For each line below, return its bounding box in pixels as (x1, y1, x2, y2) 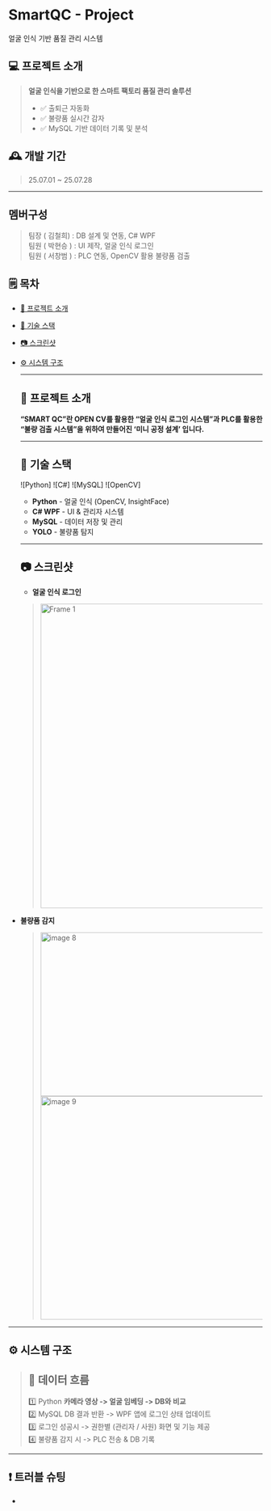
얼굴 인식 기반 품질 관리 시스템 (8, 33, 103, 43)
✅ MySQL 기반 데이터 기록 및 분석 (40, 123, 148, 133)
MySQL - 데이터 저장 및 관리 (31, 516, 123, 527)
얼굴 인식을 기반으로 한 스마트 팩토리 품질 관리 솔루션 (27, 86, 192, 95)
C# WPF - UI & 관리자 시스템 (31, 506, 124, 516)
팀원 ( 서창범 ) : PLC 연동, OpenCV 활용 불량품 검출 (27, 251, 191, 260)
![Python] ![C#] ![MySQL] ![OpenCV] (19, 480, 141, 489)
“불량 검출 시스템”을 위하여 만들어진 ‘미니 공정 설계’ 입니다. (19, 425, 204, 434)
